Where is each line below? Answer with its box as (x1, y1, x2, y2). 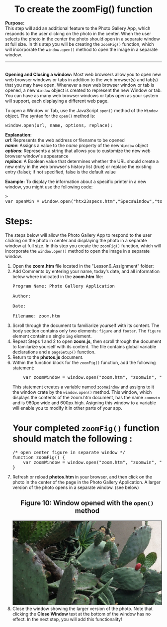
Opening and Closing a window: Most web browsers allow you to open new (5, 71, 162, 77)
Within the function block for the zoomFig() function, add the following (12, 359, 156, 365)
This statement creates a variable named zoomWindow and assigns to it (12, 384, 155, 390)
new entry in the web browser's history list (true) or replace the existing (5, 163, 152, 169)
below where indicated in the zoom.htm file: (12, 273, 103, 280)
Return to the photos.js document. (12, 354, 83, 360)
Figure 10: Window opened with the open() (20, 499, 154, 507)
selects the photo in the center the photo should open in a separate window (5, 36, 160, 42)
